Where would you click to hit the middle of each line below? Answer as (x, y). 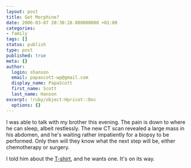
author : (16, 67)
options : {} (26, 105)
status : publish (26, 45)
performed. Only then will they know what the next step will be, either (91, 141)
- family (17, 34)
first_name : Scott (34, 89)
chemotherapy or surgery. (38, 147)
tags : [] (17, 39)
